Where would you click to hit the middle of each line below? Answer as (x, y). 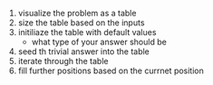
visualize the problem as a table (77, 13)
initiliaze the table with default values (87, 32)
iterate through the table (63, 61)
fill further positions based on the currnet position (111, 71)
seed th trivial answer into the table (83, 52)
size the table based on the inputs (81, 23)
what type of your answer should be (99, 42)
